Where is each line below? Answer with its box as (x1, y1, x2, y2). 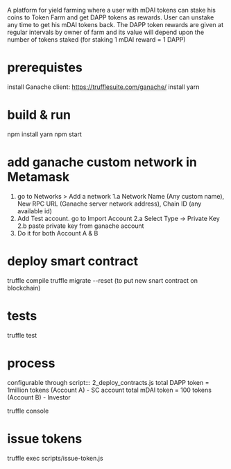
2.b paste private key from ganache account (17, 222, 144, 230)
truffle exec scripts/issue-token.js (7, 454, 103, 462)
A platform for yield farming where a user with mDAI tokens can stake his (7, 6, 216, 14)
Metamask (7, 170, 70, 185)
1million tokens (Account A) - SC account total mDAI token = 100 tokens (7, 386, 212, 394)
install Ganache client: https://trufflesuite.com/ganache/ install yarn (7, 83, 200, 91)
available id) (17, 206, 52, 215)
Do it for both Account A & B (17, 229, 99, 237)
